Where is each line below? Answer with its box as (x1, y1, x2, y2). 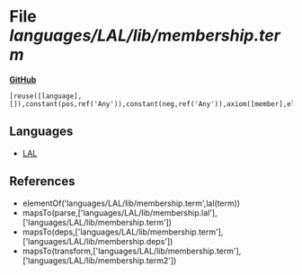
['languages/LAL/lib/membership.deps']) (22, 235, 173, 246)
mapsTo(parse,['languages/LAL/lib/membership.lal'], (22, 207, 218, 217)
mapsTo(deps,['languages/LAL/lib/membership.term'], (22, 226, 224, 237)
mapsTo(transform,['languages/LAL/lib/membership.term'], (22, 245, 242, 256)
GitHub (9, 74, 37, 84)
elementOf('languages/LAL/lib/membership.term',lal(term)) (22, 198, 241, 208)
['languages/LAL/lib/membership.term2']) (22, 254, 177, 266)
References (9, 173, 75, 190)
